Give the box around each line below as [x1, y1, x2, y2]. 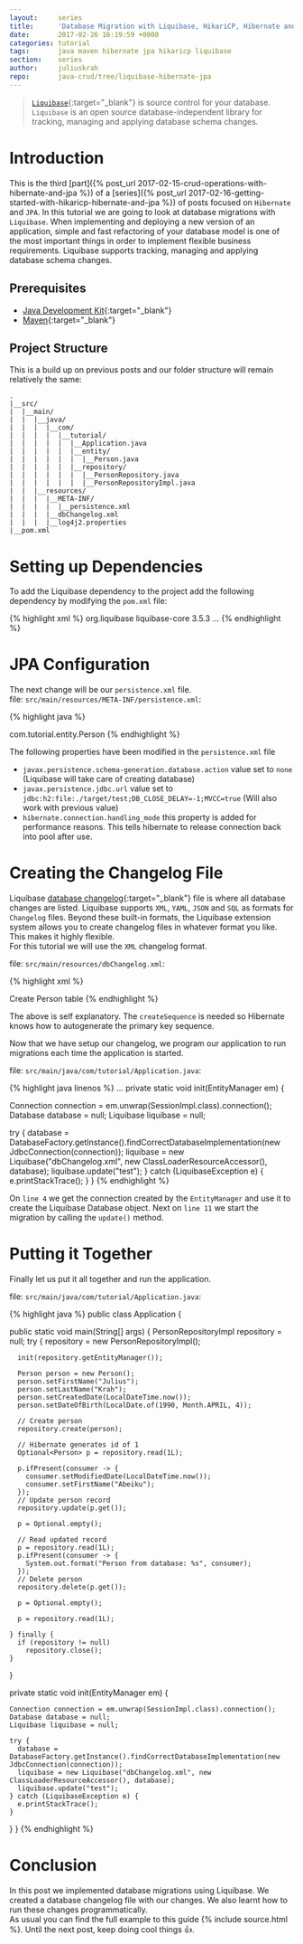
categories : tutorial [9, 38, 91, 48]
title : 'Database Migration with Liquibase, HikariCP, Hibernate [9, 22, 280, 31]
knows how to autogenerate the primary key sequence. [9, 1021, 215, 1032]
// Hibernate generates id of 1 [17, 1440, 140, 1449]
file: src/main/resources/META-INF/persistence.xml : [9, 694, 201, 705]
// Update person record [17, 1496, 111, 1505]
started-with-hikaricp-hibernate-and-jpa [9, 196, 161, 208]
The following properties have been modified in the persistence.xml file [9, 747, 276, 758]
